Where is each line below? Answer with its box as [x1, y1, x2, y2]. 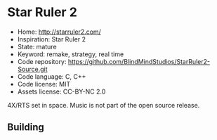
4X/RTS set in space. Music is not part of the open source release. [7, 101, 200, 109]
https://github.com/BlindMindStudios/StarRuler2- [67, 57, 211, 65]
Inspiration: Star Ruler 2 [17, 34, 86, 43]
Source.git [17, 65, 48, 73]
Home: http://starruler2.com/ [17, 27, 102, 36]
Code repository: [17, 57, 67, 65]
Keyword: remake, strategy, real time [17, 50, 124, 58]
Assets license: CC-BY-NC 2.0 [17, 87, 106, 96]
